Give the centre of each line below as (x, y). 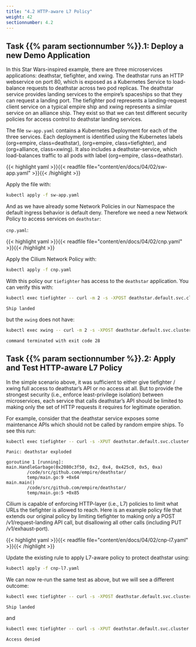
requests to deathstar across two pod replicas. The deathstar (100, 88)
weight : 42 (19, 17)
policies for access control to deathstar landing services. (74, 119)
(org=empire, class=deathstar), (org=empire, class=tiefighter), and (86, 143)
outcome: (17, 586)
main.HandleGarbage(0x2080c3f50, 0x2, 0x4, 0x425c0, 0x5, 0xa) (85, 467)
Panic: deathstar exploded (39, 452)
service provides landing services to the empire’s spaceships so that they (94, 94)
